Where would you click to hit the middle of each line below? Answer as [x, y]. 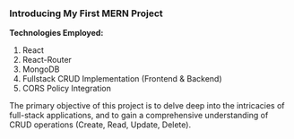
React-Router [47, 60]
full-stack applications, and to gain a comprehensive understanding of [139, 116]
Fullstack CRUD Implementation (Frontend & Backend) [122, 79]
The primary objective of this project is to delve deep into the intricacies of [147, 106]
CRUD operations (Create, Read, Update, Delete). [100, 125]
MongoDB [41, 69]
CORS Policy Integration [67, 89]
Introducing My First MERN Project [86, 13]
